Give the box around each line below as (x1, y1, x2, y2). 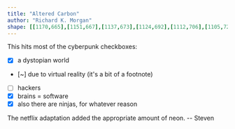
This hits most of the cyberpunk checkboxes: (7, 43, 138, 51)
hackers (17, 83, 41, 92)
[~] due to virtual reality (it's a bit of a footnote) (17, 70, 153, 79)
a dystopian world (17, 56, 70, 64)
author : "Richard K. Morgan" (7, 17, 92, 24)
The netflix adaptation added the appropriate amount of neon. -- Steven (7, 114, 215, 122)
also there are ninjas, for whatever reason (17, 100, 138, 108)
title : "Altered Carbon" (7, 10, 80, 18)
